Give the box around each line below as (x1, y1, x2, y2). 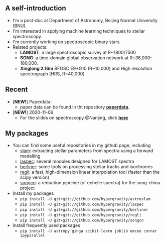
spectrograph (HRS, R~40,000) (20, 70, 85, 77)
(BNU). (12, 23, 27, 29)
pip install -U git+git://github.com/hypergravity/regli (20, 213, 142, 218)
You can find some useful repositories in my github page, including (12, 143, 151, 149)
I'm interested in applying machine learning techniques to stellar (12, 28, 145, 34)
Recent (5, 85, 28, 94)
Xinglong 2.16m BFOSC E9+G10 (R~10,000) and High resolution (20, 65, 152, 71)
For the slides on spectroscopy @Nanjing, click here (20, 114, 128, 120)
